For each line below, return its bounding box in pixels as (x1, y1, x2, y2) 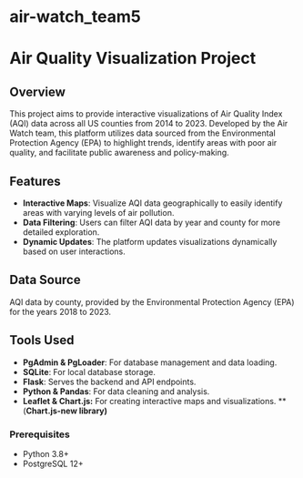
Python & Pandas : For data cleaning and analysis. (22, 385, 210, 397)
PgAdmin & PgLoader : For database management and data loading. (22, 357, 278, 368)
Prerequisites (9, 428, 70, 441)
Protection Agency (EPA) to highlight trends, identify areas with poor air (9, 137, 278, 148)
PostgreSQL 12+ (22, 458, 84, 469)
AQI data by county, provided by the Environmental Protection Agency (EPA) (9, 296, 295, 307)
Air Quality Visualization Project (9, 48, 257, 69)
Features (9, 173, 61, 188)
